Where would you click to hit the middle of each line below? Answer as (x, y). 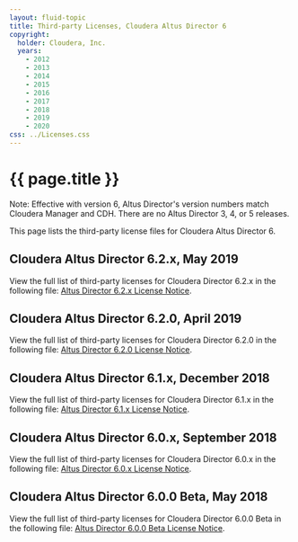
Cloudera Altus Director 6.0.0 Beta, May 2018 (139, 497)
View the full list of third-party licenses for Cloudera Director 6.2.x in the (143, 280)
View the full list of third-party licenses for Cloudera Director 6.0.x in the (143, 459)
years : (30, 51)
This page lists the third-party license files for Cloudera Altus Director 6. (143, 231)
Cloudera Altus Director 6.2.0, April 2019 (126, 319)
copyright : (30, 34)
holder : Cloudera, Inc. (61, 43)
